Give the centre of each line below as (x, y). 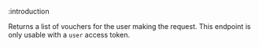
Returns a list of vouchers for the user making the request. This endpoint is (129, 26)
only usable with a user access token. (69, 35)
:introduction (29, 11)
